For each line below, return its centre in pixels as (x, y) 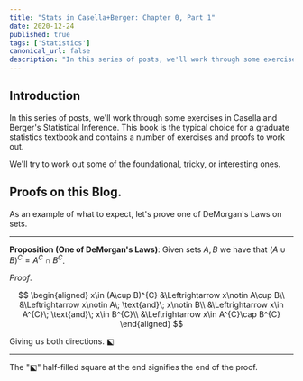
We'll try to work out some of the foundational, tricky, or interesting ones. (145, 164)
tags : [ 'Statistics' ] (50, 43)
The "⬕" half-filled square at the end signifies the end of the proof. (134, 367)
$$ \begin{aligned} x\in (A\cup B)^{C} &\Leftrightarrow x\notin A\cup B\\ (151, 295)
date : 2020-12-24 (42, 26)
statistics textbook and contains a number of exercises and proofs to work (147, 137)
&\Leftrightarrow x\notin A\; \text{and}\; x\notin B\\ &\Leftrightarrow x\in (151, 305)
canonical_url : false (50, 51)
